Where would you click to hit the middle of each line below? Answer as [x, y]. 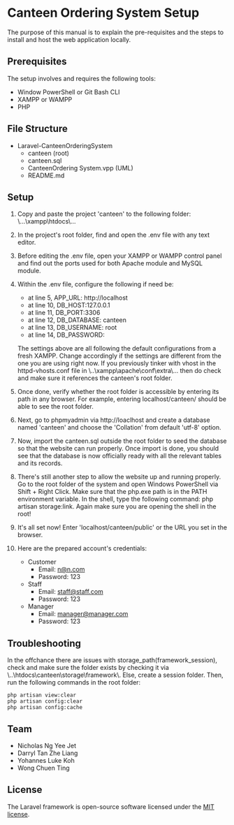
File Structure [37, 129]
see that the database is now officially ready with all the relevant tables [119, 456]
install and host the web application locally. [69, 39]
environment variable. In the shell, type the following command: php [115, 499]
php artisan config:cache [45, 708]
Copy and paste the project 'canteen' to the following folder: [104, 214]
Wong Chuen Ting [43, 768]
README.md [46, 175]
